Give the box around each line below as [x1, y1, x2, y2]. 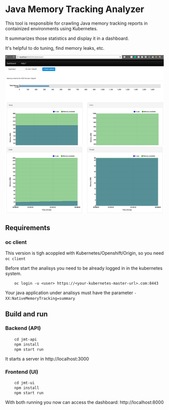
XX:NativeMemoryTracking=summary [5, 296, 75, 301]
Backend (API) [5, 325, 41, 332]
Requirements [5, 223, 50, 232]
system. [5, 270, 22, 277]
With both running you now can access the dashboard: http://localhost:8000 [5, 399, 164, 405]
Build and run [5, 310, 48, 318]
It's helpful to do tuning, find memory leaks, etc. [5, 45, 105, 51]
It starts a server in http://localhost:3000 [5, 356, 90, 362]
